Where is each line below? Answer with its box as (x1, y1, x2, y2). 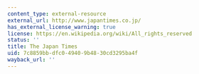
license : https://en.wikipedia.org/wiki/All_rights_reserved (7, 30, 193, 37)
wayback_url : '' (7, 56, 55, 63)
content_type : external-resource (7, 10, 107, 18)
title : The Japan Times (7, 43, 78, 50)
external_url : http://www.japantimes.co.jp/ (7, 17, 141, 24)
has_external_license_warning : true (7, 23, 116, 30)
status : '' (7, 37, 40, 44)
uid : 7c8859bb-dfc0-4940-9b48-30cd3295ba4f (7, 50, 139, 57)
